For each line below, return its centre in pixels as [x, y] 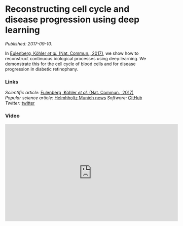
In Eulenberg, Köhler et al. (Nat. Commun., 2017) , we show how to [72, 53]
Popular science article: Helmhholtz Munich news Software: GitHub [74, 98]
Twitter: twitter [20, 103]
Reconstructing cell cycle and [67, 9]
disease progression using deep [72, 19]
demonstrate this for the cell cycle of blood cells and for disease [71, 64]
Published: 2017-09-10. [29, 43]
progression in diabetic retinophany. [42, 69]
